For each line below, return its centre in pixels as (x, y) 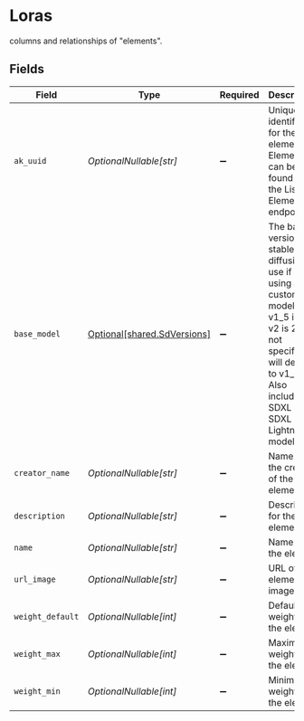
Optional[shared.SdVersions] (149, 334)
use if (280, 271)
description (40, 516)
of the (281, 479)
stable (281, 249)
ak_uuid (30, 161)
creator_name (42, 473)
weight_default (47, 617)
